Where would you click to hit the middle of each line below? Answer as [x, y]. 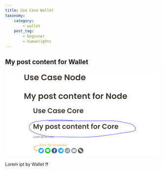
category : [24, 21]
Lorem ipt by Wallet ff [27, 164]
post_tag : [24, 31]
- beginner [34, 36]
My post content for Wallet [47, 62]
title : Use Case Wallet [29, 10]
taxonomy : [15, 15]
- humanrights [37, 42]
